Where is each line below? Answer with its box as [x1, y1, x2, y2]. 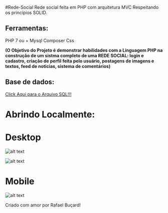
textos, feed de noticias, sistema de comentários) [5, 63, 111, 69]
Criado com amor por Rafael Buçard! [5, 202, 81, 208]
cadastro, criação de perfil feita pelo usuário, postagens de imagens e [5, 58, 154, 64]
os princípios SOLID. [5, 10, 48, 16]
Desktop [5, 132, 41, 143]
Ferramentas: [5, 24, 49, 33]
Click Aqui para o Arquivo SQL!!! [5, 91, 72, 97]
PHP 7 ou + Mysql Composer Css [5, 37, 74, 43]
